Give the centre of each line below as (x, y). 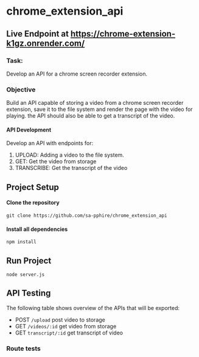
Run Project (29, 260)
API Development (29, 130)
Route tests (23, 348)
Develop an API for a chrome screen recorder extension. (77, 74)
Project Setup (33, 187)
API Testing (29, 293)
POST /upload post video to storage (60, 320)
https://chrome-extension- (123, 34)
